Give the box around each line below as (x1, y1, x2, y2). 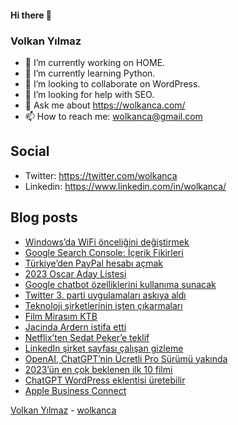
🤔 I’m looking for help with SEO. (24, 88, 155, 100)
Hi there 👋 (10, 9, 52, 21)
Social (10, 143, 50, 160)
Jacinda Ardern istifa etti (24, 321, 127, 333)
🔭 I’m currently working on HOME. (24, 56, 166, 68)
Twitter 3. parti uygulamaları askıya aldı (24, 289, 187, 301)
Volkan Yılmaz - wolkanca (10, 404, 117, 416)
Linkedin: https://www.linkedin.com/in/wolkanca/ (24, 180, 227, 192)
